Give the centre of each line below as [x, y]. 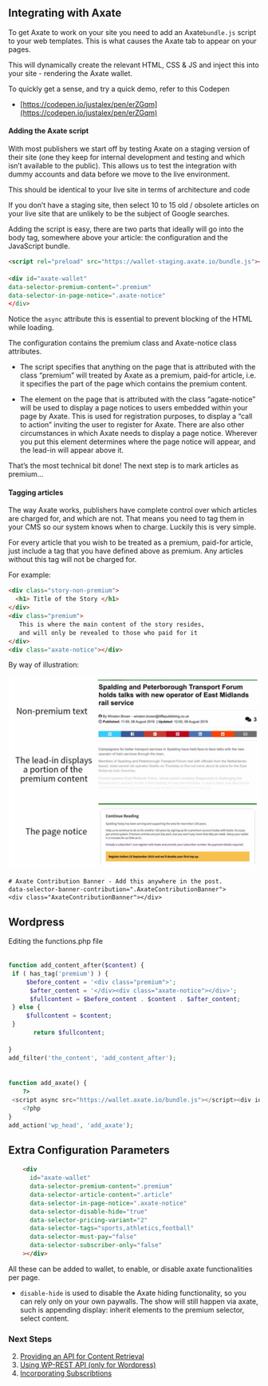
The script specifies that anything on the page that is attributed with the [138, 367]
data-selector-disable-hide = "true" [89, 1212]
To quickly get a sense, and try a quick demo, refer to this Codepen [119, 89]
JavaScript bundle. [39, 246]
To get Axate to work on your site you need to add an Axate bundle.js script [132, 32]
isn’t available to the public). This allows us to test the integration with [122, 166]
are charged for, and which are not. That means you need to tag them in [126, 519]
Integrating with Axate [65, 13]
